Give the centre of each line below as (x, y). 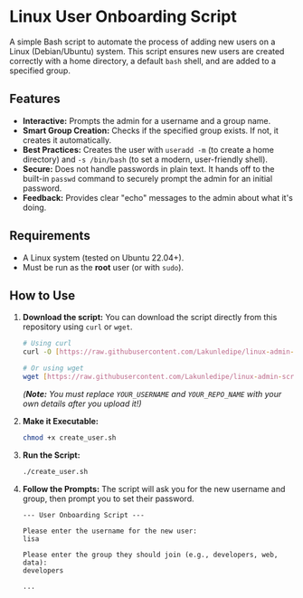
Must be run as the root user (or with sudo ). (103, 267)
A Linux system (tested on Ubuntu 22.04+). (103, 257)
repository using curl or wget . (77, 327)
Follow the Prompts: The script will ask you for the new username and (154, 489)
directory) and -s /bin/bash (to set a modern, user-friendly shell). (145, 159)
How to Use (43, 295)
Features (35, 99)
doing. (34, 207)
